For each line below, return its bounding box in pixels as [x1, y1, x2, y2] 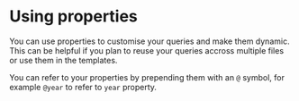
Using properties [9, 6, 138, 27]
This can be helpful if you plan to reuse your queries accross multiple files [9, 45, 285, 55]
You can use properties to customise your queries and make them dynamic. [9, 36, 290, 46]
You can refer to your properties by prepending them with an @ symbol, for [9, 72, 285, 82]
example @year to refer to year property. [9, 81, 158, 92]
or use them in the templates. [9, 55, 118, 65]
